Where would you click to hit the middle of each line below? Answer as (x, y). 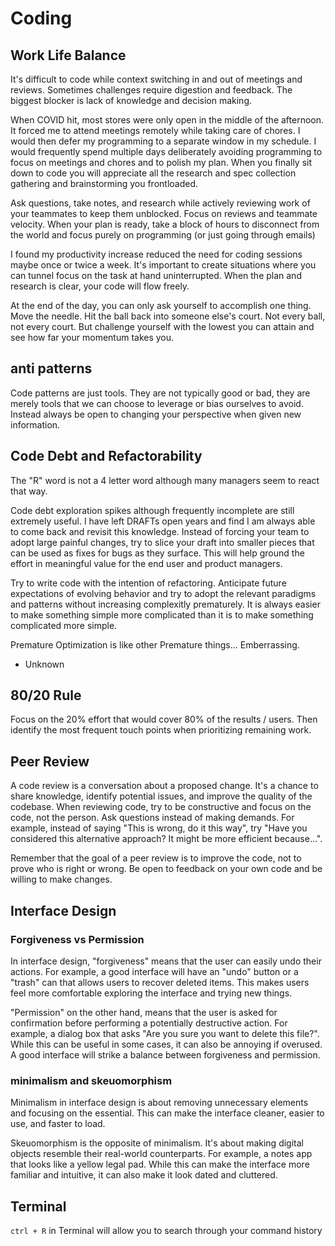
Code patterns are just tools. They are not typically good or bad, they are (160, 393)
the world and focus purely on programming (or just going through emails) (163, 235)
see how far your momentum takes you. (92, 337)
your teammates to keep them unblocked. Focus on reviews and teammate (164, 213)
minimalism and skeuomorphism (91, 1080)
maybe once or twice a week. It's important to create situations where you (163, 265)
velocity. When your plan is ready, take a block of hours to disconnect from (165, 224)
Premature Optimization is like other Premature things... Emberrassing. (155, 644)
